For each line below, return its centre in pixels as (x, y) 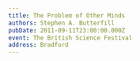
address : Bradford (38, 45)
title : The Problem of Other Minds (67, 15)
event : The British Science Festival (70, 38)
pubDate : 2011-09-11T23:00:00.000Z (67, 30)
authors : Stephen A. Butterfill (61, 23)
